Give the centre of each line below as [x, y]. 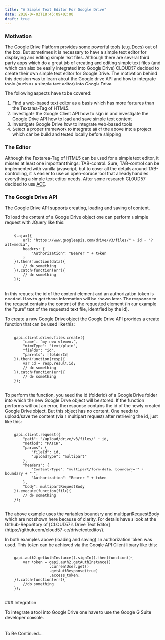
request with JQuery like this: [35, 222]
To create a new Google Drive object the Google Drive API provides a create [82, 319]
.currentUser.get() [69, 567]
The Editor [18, 147]
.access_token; [65, 576]
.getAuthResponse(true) [73, 571]
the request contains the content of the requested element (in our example [81, 304]
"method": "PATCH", [43, 444]
